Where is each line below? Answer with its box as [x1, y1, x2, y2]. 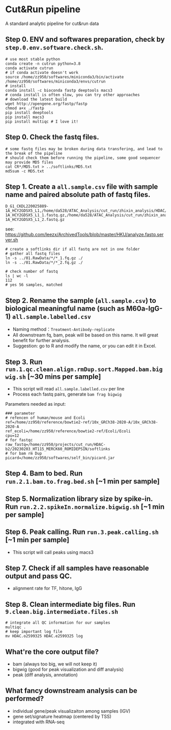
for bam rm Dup [10, 451, 42, 456]
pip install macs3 [5, 115, 44, 120]
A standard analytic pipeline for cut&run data [5, 20, 99, 26]
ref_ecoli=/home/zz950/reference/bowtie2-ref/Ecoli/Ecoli [5, 429, 131, 434]
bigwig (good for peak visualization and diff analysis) [12, 666, 124, 672]
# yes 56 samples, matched [5, 283, 63, 288]
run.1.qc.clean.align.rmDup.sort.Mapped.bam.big [5, 366, 163, 373]
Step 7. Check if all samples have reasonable [5, 564, 149, 572]
